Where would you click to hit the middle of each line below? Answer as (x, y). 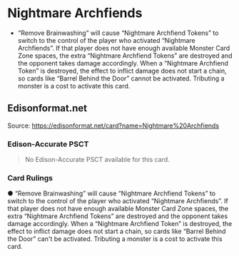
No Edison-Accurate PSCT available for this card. (97, 160)
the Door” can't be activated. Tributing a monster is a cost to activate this (115, 239)
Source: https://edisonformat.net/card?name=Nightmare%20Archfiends (113, 126)
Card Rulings (30, 178)
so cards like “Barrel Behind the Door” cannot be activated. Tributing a (121, 78)
